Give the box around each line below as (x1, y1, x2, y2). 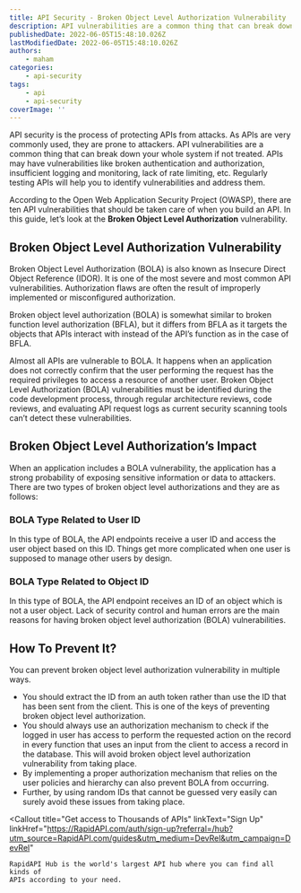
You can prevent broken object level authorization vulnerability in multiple (9, 665, 280, 676)
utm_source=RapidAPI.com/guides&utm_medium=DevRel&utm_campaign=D (9, 833, 291, 844)
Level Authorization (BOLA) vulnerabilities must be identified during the (9, 384, 272, 395)
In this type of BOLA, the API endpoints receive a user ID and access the (9, 534, 277, 545)
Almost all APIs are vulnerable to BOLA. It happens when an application (9, 355, 272, 366)
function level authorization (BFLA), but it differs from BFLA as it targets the (9, 320, 288, 330)
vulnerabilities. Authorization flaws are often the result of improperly (9, 283, 262, 293)
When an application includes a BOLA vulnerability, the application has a (9, 462, 277, 473)
